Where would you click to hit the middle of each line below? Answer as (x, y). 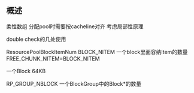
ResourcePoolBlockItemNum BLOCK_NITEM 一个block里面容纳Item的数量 (97, 52)
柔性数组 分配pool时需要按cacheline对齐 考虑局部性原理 (75, 26)
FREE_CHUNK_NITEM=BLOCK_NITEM (53, 58)
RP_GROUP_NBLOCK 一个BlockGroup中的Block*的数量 (74, 83)
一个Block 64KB (26, 71)
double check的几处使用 (36, 39)
